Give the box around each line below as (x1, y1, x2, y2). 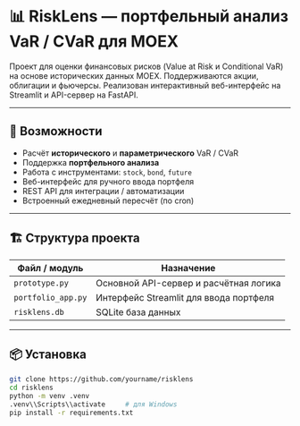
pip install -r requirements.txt (9, 408, 134, 417)
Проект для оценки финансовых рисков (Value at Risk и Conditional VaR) (9, 61, 284, 72)
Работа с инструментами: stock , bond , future (21, 166, 192, 177)
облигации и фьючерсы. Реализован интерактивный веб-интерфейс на (9, 80, 281, 90)
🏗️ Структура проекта (9, 231, 140, 246)
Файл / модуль (17, 261, 84, 274)
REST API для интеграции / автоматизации (21, 185, 185, 196)
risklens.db (13, 307, 65, 317)
